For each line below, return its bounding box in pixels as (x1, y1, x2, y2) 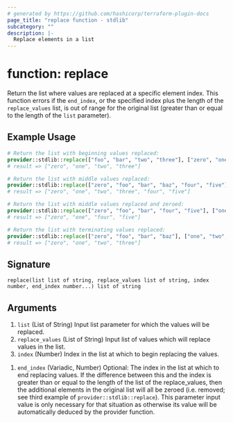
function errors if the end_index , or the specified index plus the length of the (7, 97, 224, 105)
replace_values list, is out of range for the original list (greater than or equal (7, 104, 223, 112)
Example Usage (7, 131, 76, 143)
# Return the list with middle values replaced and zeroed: (7, 201, 185, 208)
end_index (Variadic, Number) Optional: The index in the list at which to (17, 363, 220, 372)
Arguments (7, 302, 58, 314)
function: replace (7, 66, 109, 82)
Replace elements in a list (13, 36, 95, 43)
